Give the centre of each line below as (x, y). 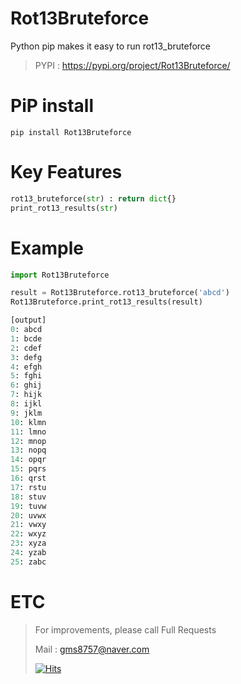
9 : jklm (26, 413)
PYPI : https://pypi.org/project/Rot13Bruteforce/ (132, 65)
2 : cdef (26, 348)
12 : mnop (28, 441)
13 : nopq (28, 450)
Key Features (66, 172)
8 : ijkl (26, 404)
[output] (28, 320)
